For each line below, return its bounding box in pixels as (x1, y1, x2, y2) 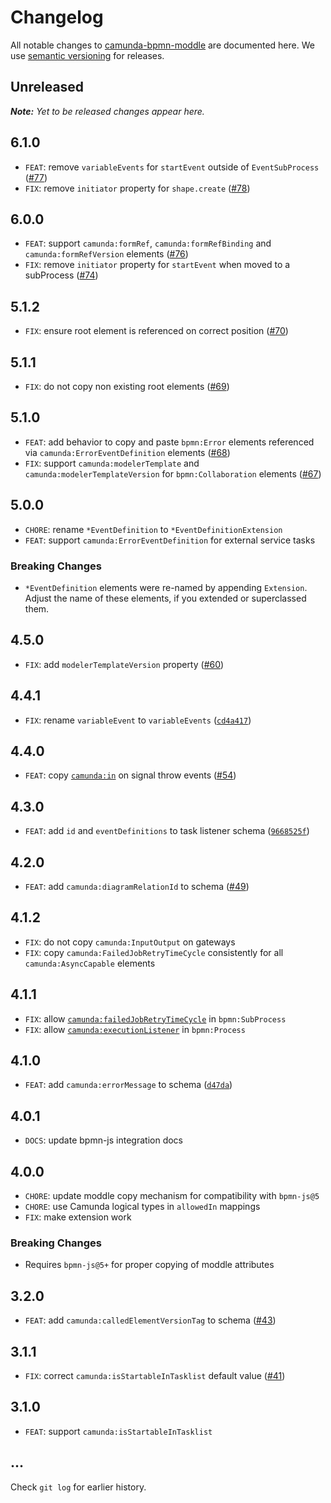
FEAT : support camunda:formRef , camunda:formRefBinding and (24, 237, 272, 250)
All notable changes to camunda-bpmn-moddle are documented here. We (10, 39, 315, 51)
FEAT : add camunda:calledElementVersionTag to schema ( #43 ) (24, 1314, 277, 1326)
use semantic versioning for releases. (10, 49, 165, 61)
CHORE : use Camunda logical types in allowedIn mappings (24, 1201, 261, 1213)
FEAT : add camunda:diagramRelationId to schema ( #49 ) (24, 880, 250, 892)
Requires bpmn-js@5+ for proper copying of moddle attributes (24, 1259, 275, 1271)
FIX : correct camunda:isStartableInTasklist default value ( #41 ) (24, 1369, 286, 1381)
